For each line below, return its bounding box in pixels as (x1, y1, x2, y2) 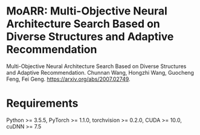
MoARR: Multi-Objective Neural (6, 4, 168, 18)
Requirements (6, 96, 79, 110)
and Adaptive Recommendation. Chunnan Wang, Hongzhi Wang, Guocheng (6, 69, 195, 76)
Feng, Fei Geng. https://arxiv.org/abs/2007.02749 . (6, 75, 131, 83)
